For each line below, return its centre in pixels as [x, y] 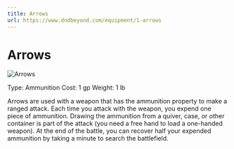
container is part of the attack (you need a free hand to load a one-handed [115, 124]
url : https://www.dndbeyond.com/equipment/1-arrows [84, 20]
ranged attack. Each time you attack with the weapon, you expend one [110, 108]
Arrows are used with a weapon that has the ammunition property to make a [117, 101]
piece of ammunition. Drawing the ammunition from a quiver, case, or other [116, 116]
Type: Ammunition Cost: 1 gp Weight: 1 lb [66, 87]
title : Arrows [28, 14]
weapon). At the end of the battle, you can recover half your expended [109, 131]
